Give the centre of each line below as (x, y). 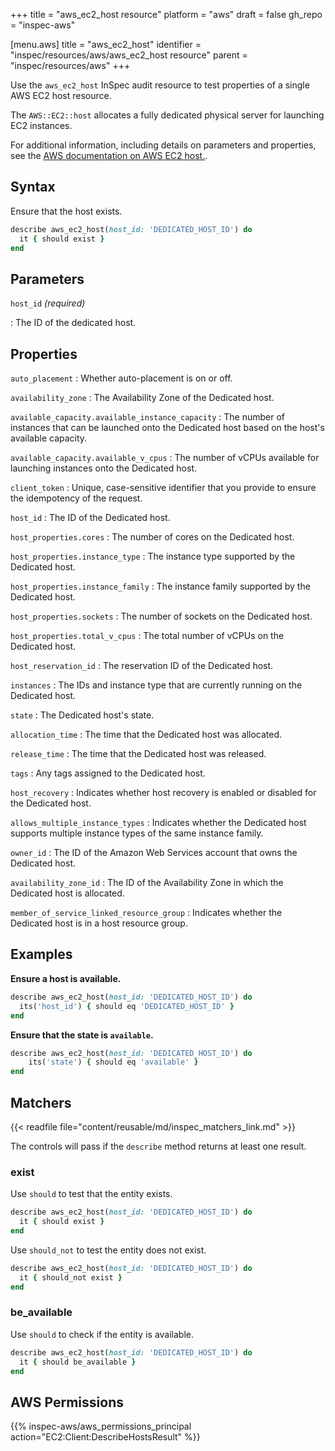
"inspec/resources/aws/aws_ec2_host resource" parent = (129, 55)
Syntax (33, 187)
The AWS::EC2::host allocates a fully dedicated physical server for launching (167, 115)
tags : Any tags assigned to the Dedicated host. (108, 773)
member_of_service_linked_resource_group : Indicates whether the (146, 913)
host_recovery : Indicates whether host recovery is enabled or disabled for (163, 793)
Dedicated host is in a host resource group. (99, 923)
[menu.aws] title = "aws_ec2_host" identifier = (106, 44)
